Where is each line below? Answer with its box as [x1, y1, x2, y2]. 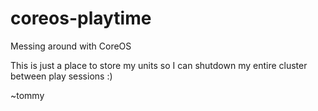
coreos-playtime [10, 7, 152, 30]
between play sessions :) [10, 70, 113, 82]
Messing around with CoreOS [10, 40, 132, 52]
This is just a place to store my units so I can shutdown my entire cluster [10, 59, 308, 71]
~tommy [10, 89, 45, 101]
